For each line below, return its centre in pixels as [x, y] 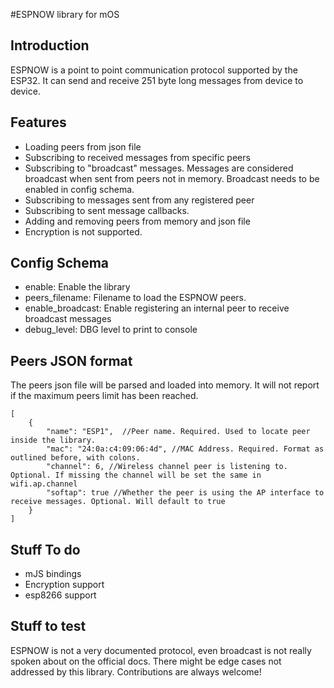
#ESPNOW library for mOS [65, 14]
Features [38, 122]
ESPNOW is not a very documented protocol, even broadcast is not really [161, 650]
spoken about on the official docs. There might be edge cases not [146, 661]
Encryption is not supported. [83, 231]
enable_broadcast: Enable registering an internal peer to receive [157, 308]
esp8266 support [60, 595]
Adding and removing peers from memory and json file [137, 221]
